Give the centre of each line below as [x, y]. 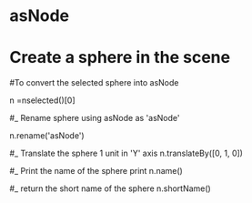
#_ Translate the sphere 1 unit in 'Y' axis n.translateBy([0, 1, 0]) [126, 153]
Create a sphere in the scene [120, 58]
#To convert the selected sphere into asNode [94, 83]
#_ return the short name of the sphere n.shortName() [110, 188]
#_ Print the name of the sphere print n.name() [96, 171]
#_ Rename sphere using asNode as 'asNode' [95, 118]
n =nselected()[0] [42, 100]
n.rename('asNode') [47, 136]
